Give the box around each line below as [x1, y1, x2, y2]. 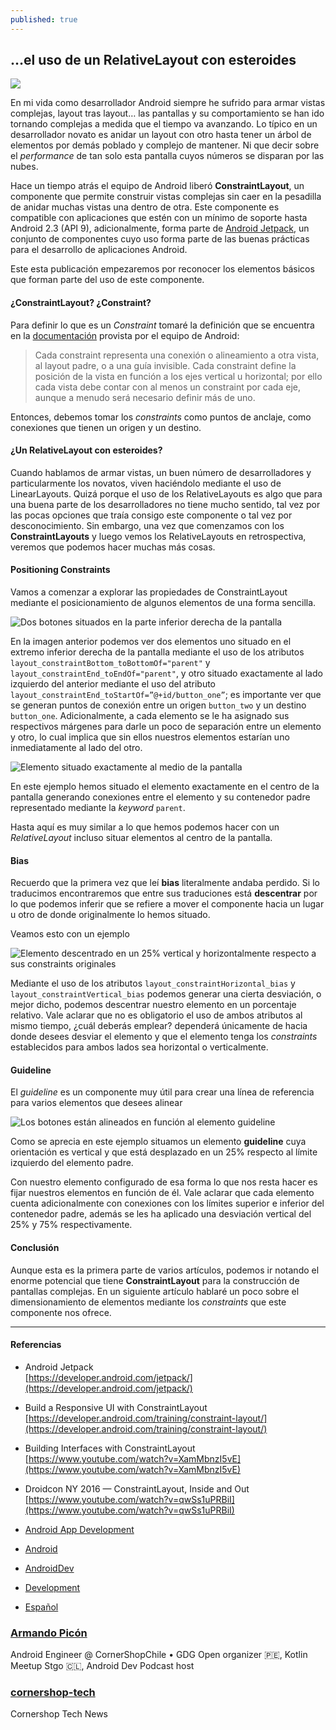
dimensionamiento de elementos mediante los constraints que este [10, 1296, 287, 1308]
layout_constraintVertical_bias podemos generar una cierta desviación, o [10, 988, 322, 1000]
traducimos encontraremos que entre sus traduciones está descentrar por [10, 887, 318, 900]
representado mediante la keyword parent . [10, 802, 186, 814]
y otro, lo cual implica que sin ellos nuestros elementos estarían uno [10, 731, 290, 743]
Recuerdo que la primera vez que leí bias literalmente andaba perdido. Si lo [10, 877, 320, 889]
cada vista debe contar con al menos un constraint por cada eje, [34, 381, 301, 393]
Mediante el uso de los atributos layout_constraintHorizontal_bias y [10, 977, 296, 990]
